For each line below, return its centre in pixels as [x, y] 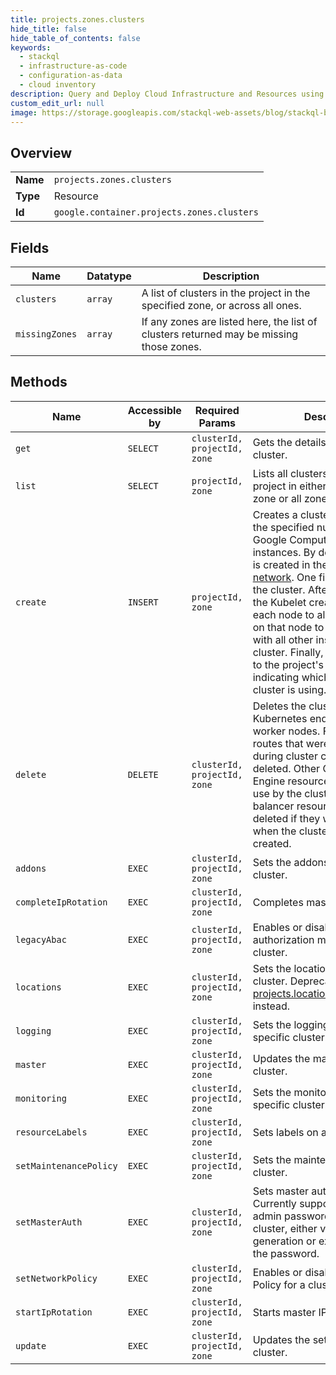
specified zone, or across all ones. [221, 305]
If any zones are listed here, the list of [229, 321]
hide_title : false [48, 29]
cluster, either [285, 1228]
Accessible [154, 410]
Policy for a [279, 1284]
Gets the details [289, 442]
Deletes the [279, 706]
